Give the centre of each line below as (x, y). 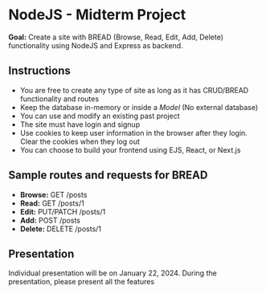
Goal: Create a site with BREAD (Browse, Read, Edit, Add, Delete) (116, 37)
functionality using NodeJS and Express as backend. (96, 45)
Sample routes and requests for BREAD (108, 176)
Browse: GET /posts (53, 194)
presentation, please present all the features (82, 282)
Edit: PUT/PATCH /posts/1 (63, 211)
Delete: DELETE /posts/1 (61, 229)
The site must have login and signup (80, 124)
